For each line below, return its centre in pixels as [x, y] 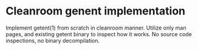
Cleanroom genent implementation [96, 11]
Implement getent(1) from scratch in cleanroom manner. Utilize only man [96, 28]
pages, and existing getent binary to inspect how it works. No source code [99, 34]
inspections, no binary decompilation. [53, 40]
